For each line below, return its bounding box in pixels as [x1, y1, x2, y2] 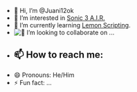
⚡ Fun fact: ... [13, 78, 52, 87]
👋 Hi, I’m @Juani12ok [13, 7, 74, 14]
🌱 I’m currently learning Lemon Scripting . [13, 21, 131, 29]
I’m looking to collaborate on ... [26, 28, 115, 36]
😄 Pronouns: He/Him [13, 71, 75, 79]
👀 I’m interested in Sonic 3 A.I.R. [13, 14, 105, 22]
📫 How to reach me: [13, 49, 104, 61]
